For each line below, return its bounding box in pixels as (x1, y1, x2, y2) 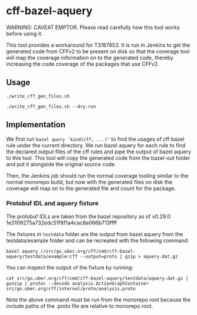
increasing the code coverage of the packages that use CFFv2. (6, 60, 159, 67)
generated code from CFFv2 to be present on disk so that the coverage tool (6, 47, 190, 54)
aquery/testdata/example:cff (6, 253, 78, 259)
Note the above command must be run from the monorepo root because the (6, 296, 191, 303)
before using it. (6, 30, 43, 37)
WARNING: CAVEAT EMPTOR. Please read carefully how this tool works (6, 24, 180, 31)
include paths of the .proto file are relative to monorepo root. (6, 302, 153, 309)
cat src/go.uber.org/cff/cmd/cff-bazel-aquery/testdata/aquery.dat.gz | (6, 275, 189, 281)
